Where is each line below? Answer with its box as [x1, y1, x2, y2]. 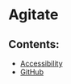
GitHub [19, 67, 44, 77]
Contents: [8, 38, 60, 51]
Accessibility [19, 58, 63, 68]
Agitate [8, 6, 59, 24]
